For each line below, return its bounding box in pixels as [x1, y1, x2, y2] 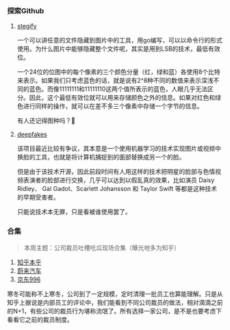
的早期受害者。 [16, 193, 60, 201]
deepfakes [16, 130, 48, 138]
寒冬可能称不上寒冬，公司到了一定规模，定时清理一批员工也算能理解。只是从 [7, 290, 223, 298]
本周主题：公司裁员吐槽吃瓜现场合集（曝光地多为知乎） [23, 243, 180, 251]
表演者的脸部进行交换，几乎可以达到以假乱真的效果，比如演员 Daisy [23, 176, 215, 184]
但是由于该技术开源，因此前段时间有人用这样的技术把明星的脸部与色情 [16, 168, 216, 176]
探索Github [7, 5, 44, 15]
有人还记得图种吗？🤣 [16, 116, 75, 125]
